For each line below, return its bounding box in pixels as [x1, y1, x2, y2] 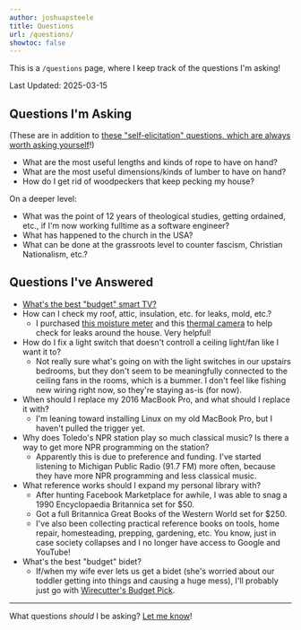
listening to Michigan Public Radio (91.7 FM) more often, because [35, 460, 276, 471]
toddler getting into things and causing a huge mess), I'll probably [35, 575, 279, 586]
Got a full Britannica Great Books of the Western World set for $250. [35, 508, 288, 519]
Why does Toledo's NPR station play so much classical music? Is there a [21, 432, 289, 442]
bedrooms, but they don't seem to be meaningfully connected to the [35, 365, 288, 376]
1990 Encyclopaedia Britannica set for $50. [35, 499, 195, 510]
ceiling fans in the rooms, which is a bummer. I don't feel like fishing [35, 374, 287, 386]
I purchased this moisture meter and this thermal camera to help [35, 318, 273, 328]
